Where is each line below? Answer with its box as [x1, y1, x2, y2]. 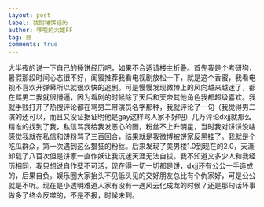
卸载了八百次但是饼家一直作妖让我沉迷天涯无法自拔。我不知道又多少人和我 [8, 151, 249, 161]
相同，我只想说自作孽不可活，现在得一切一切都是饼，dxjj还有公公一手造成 [14, 162, 254, 171]
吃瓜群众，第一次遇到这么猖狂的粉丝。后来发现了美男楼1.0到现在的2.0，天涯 [8, 142, 255, 151]
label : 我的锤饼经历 [8, 19, 68, 27]
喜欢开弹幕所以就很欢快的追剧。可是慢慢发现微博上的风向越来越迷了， [21, 83, 249, 93]
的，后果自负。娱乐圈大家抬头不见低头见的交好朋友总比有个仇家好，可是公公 [8, 171, 256, 180]
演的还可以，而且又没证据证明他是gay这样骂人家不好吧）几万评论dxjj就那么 [8, 112, 252, 122]
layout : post [8, 11, 51, 20]
